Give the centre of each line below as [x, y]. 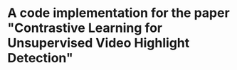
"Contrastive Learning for [85, 28]
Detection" [40, 58]
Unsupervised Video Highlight [99, 43]
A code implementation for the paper [118, 13]
